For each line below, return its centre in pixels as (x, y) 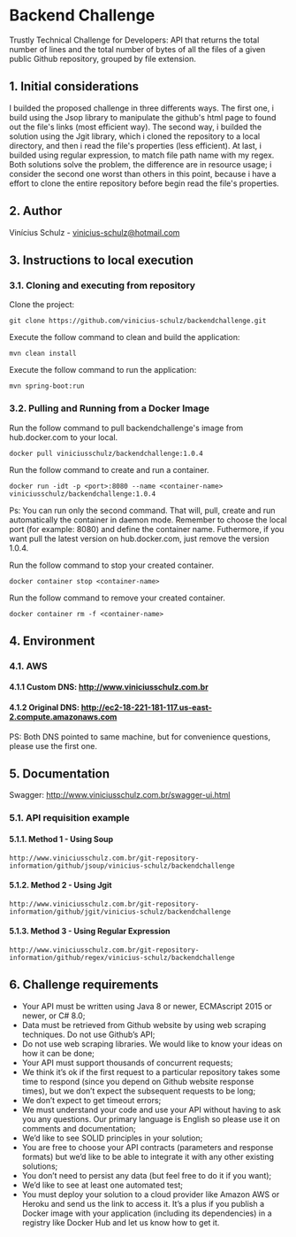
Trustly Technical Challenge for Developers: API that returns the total (134, 40)
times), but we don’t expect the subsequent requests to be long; (139, 1091)
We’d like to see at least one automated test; (102, 1185)
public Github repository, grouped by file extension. (102, 58)
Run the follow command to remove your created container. (117, 598)
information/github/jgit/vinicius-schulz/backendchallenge (120, 912)
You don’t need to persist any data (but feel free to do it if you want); (147, 1175)
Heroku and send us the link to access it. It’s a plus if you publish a (143, 1203)
